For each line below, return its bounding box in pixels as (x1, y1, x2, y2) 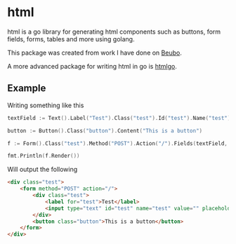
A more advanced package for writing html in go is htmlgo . (7, 62, 177, 70)
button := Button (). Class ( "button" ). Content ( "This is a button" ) (7, 127, 202, 134)
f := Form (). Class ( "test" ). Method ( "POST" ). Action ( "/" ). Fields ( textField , (7, 140, 228, 147)
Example (7, 82, 46, 95)
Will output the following (7, 165, 78, 174)
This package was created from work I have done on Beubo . (7, 48, 183, 57)
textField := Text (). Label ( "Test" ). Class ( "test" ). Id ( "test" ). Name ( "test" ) (7, 114, 231, 121)
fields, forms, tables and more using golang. (7, 34, 135, 43)
